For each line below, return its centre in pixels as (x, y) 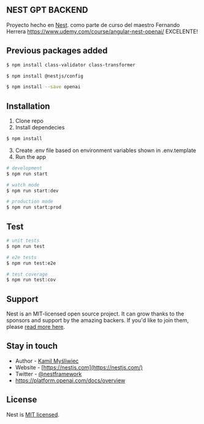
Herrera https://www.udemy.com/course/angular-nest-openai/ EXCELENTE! (102, 31)
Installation (28, 106)
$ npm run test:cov (31, 280)
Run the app (31, 156)
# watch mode (23, 185)
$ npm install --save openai (43, 87)
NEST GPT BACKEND (47, 10)
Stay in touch (32, 346)
